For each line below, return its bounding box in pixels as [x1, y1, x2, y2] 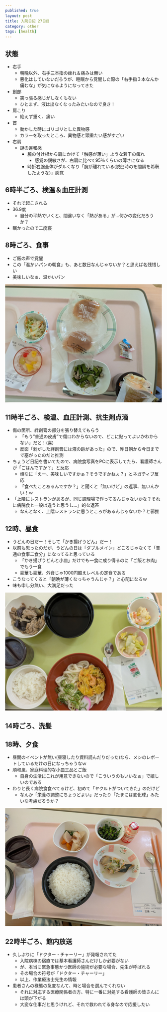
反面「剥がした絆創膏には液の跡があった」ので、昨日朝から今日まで [19, 446, 160, 452]
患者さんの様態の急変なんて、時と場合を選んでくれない [12, 983, 125, 989]
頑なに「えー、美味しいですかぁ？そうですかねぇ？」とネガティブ [19, 471, 155, 477]
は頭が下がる [19, 995, 46, 1001]
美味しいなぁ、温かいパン [12, 274, 66, 280]
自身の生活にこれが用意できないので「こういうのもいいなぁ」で [19, 773, 151, 779]
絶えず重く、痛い [19, 113, 55, 119]
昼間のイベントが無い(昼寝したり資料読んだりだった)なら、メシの [12, 754, 147, 760]
